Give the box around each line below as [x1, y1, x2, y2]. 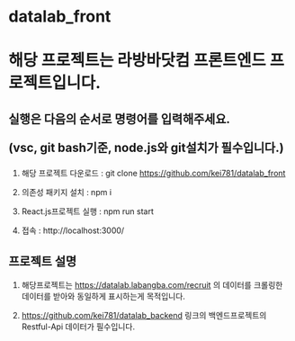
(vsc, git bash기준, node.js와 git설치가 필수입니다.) [8, 139, 284, 155]
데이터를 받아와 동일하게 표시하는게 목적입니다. [21, 291, 186, 301]
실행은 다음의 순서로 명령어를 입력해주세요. [8, 111, 230, 127]
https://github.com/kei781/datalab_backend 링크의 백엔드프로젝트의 [21, 310, 267, 320]
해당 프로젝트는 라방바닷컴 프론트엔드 [8, 50, 266, 71]
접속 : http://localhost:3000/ [21, 225, 125, 236]
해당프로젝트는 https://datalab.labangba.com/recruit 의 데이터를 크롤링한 [21, 279, 283, 290]
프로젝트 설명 [8, 254, 77, 269]
